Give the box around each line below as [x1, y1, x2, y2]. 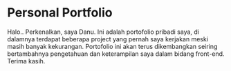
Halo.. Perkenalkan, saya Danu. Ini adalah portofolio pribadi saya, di [7, 28, 199, 36]
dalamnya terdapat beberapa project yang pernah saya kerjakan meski [7, 34, 209, 43]
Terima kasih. [7, 57, 46, 65]
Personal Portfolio [7, 5, 113, 21]
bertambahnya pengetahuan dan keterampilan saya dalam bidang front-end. [7, 50, 225, 58]
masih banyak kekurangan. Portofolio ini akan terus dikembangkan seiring [7, 42, 218, 50]
